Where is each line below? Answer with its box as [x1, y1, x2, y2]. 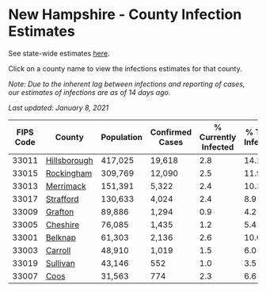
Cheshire [45, 219, 80, 230]
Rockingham [45, 168, 93, 179]
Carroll [45, 245, 71, 256]
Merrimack [45, 180, 86, 192]
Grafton [45, 206, 74, 217]
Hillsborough [45, 154, 93, 165]
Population [101, 131, 142, 142]
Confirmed [150, 127, 192, 138]
